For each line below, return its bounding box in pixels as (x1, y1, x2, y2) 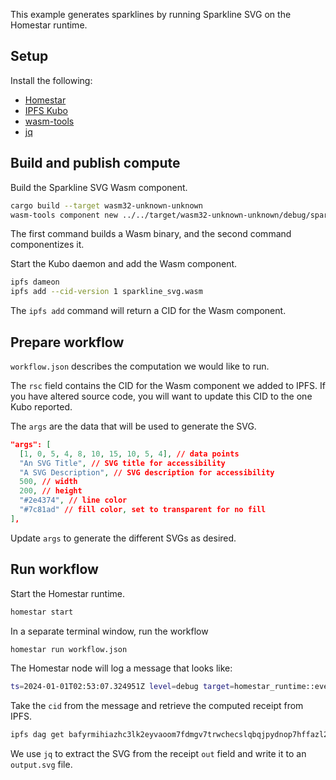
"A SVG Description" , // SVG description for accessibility (19, 467, 275, 478)
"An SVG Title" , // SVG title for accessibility (19, 458, 226, 468)
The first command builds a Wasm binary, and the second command (10, 228, 292, 240)
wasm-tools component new (10, 210, 118, 220)
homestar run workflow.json (10, 644, 128, 654)
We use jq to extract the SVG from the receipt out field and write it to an (10, 748, 307, 760)
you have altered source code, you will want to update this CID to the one (10, 390, 313, 402)
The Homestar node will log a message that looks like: (10, 662, 233, 674)
